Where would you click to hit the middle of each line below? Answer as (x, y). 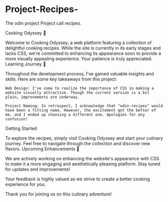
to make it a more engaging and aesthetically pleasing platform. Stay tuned (83, 164)
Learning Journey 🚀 (26, 64)
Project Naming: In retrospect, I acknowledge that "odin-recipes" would (84, 106)
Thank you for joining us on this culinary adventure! (59, 194)
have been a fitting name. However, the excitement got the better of (81, 110)
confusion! (17, 119)
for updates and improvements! (38, 169)
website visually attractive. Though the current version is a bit (77, 92)
